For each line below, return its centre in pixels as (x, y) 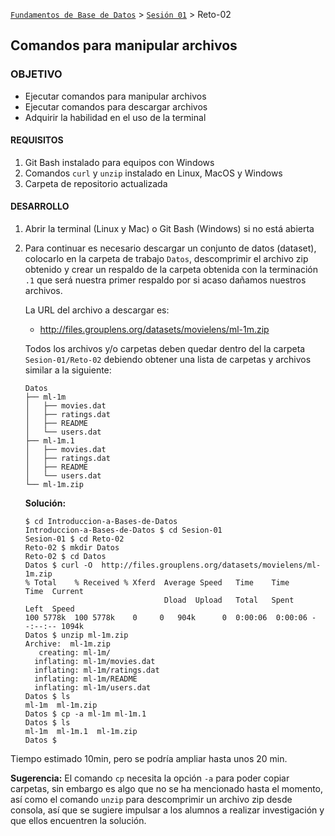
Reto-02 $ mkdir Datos (72, 548)
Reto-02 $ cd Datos (65, 557)
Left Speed (49, 609)
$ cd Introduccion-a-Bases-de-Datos (101, 522)
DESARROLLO (40, 206)
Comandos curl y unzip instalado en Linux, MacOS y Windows (153, 173)
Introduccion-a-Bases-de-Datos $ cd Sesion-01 (123, 530)
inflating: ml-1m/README (86, 679)
